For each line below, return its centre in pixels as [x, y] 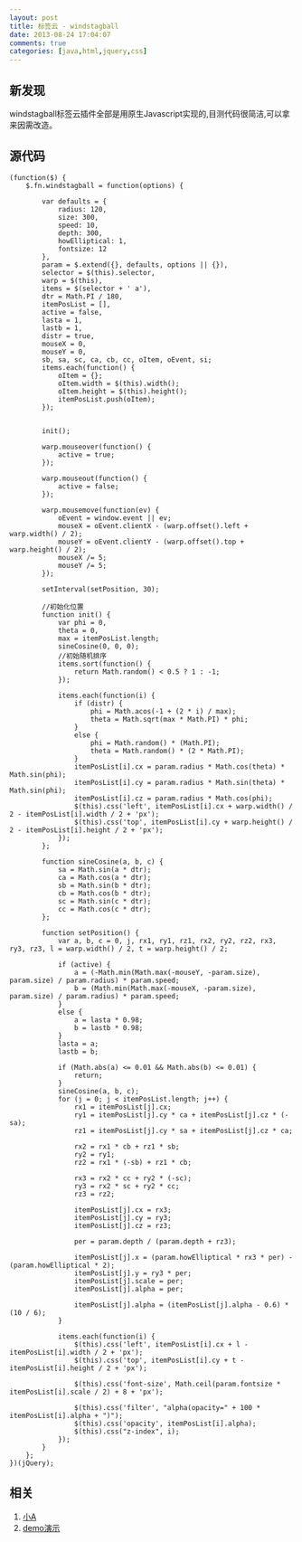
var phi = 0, [82, 622]
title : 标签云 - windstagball [64, 26]
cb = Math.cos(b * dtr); [104, 893]
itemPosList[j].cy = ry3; [123, 1217]
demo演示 [41, 1528]
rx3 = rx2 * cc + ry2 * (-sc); [133, 1178]
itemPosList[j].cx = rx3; [123, 1210]
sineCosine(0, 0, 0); [99, 646]
